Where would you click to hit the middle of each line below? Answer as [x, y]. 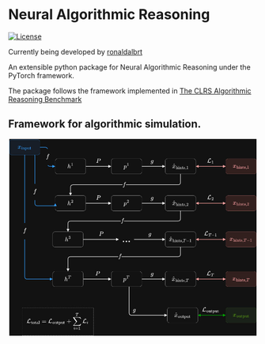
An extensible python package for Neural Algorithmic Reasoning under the [129, 67]
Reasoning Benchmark [45, 99]
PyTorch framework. [42, 75]
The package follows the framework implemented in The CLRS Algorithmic [130, 91]
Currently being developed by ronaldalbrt [76, 51]
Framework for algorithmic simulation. [105, 124]
